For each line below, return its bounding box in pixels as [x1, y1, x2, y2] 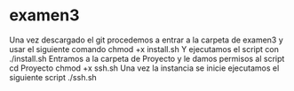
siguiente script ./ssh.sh [9, 72, 98, 82]
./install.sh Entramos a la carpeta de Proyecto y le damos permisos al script [9, 53, 285, 64]
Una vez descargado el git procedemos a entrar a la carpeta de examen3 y [9, 34, 284, 45]
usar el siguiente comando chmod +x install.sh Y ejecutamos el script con [9, 43, 280, 54]
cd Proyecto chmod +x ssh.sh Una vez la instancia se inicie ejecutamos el [9, 63, 280, 73]
